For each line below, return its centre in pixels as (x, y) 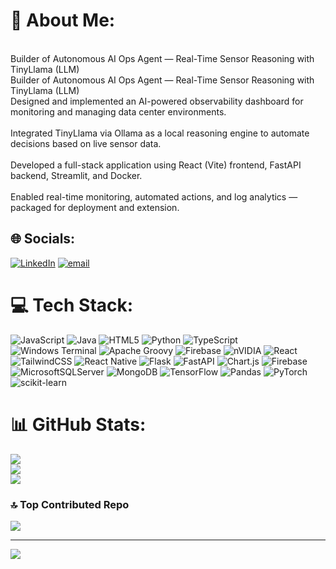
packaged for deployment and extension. (95, 207)
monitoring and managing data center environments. (118, 111)
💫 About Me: (63, 20)
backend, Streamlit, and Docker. (76, 175)
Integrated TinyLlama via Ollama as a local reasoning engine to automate (160, 133)
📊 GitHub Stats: (78, 424)
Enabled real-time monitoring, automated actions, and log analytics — (154, 196)
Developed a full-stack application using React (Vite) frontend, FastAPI (156, 165)
